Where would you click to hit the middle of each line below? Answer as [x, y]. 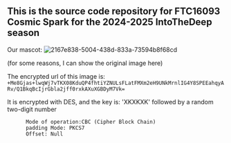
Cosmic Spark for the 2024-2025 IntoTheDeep [110, 22]
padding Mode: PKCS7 [55, 128]
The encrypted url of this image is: [56, 76]
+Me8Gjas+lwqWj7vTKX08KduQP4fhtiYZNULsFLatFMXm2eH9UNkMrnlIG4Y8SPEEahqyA [116, 83]
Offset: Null [44, 134]
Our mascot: [25, 49]
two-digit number [32, 109]
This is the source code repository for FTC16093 [114, 11]
